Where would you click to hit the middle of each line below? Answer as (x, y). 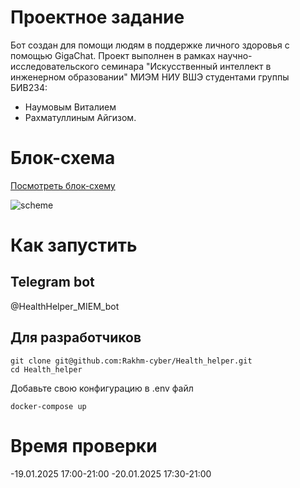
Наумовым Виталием (70, 107)
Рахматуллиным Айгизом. (80, 117)
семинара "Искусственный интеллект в (186, 66)
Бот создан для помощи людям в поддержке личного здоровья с (150, 45)
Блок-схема (63, 158)
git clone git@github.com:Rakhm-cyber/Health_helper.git (131, 361)
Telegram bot (52, 282)
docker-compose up (48, 406)
